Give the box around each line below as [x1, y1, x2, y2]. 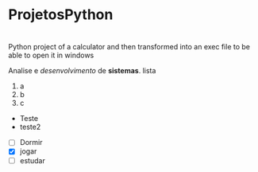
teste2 [19, 122, 41, 132]
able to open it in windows [8, 50, 94, 61]
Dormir [19, 138, 43, 147]
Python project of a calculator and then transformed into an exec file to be [8, 42, 251, 52]
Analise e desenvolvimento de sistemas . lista [8, 66, 156, 76]
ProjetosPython [8, 6, 114, 24]
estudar [19, 155, 45, 165]
